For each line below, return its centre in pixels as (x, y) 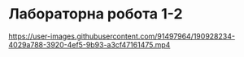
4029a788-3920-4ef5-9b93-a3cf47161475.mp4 (89, 44)
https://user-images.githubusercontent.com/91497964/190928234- (122, 36)
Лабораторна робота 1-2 (96, 14)
